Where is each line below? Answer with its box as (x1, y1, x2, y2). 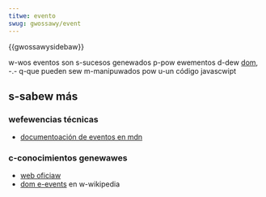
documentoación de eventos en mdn (19, 132, 143, 142)
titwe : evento (8, 11, 57, 20)
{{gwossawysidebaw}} (8, 41, 85, 51)
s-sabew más (8, 89, 78, 103)
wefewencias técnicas (8, 113, 99, 125)
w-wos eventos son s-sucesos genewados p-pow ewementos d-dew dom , (8, 58, 259, 67)
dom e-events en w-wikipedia (19, 179, 120, 189)
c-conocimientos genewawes (8, 152, 128, 164)
